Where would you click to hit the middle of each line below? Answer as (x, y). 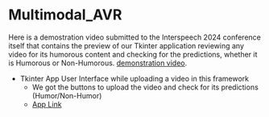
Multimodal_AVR (65, 15)
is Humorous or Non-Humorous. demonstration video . (98, 63)
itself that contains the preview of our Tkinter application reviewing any (126, 45)
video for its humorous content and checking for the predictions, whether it (133, 54)
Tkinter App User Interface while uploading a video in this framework (134, 78)
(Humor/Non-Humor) (67, 95)
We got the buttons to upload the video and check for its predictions (145, 87)
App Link (47, 104)
